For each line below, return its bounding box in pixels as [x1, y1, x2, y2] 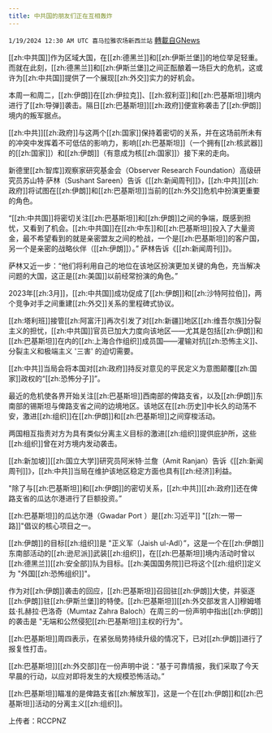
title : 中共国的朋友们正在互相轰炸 [8, 11, 113, 20]
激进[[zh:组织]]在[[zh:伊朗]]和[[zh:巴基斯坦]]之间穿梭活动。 [22, 411, 220, 421]
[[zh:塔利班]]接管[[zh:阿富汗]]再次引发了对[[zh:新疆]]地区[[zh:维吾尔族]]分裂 [8, 315, 261, 325]
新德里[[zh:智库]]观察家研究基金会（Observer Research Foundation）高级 [8, 165, 254, 175]
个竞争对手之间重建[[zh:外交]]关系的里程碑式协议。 [8, 298, 179, 308]
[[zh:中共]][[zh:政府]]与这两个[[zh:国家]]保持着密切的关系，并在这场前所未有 [8, 128, 262, 137]
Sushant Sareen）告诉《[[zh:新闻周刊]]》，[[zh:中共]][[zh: [67, 176, 259, 185]
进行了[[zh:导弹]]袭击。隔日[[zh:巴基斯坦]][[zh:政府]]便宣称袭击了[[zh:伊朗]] [8, 100, 261, 110]
